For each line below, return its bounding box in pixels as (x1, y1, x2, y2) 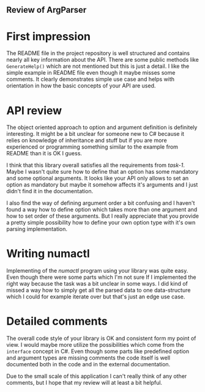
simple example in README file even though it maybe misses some (6, 69, 176, 76)
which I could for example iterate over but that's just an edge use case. (6, 293, 185, 300)
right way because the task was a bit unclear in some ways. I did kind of (6, 280, 188, 287)
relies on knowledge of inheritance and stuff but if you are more (6, 137, 167, 144)
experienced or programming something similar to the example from (6, 143, 179, 150)
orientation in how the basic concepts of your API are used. (6, 82, 156, 89)
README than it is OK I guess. (6, 150, 83, 157)
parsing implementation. (6, 226, 68, 233)
